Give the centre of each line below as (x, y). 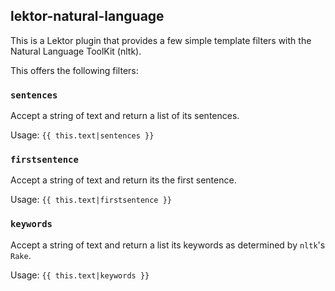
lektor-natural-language (87, 16)
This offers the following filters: (74, 70)
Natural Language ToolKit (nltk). (76, 51)
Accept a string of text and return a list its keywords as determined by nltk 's (168, 245)
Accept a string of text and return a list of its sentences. (125, 116)
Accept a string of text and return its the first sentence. (123, 180)
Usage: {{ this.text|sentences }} (82, 135)
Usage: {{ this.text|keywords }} (80, 275)
